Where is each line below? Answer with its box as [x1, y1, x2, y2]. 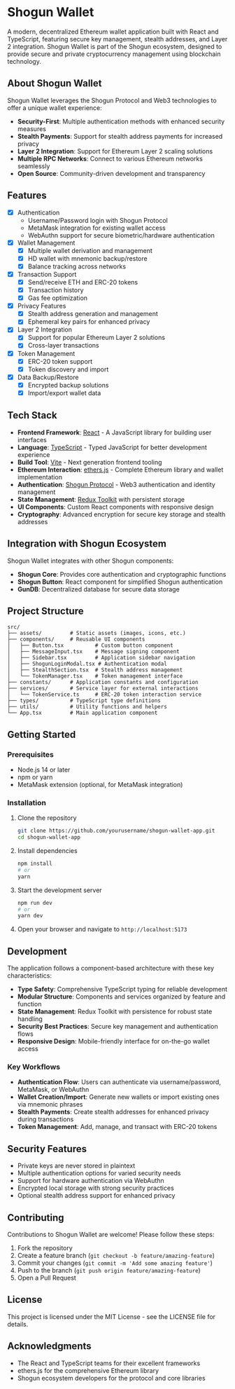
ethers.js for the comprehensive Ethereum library [17, 1366, 159, 1374]
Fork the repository [17, 1244, 73, 1252]
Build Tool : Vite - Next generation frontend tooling [17, 458, 162, 466]
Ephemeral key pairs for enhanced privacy [27, 317, 150, 326]
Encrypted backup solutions [27, 381, 109, 389]
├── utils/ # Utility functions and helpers [7, 704, 168, 711]
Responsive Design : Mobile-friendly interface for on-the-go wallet [17, 1037, 210, 1046]
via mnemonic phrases [17, 1100, 83, 1109]
